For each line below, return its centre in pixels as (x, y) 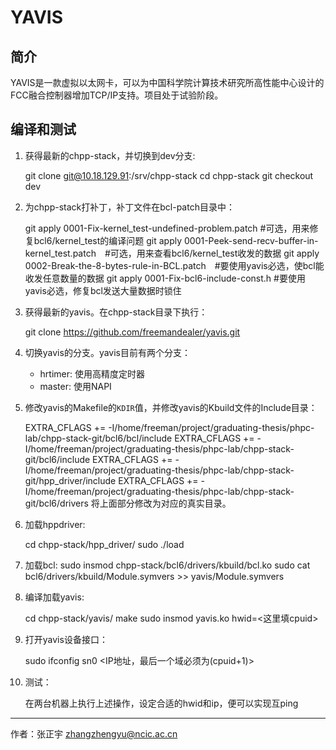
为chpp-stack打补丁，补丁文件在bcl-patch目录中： (129, 207)
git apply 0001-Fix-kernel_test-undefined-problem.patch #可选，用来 (167, 228)
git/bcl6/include (57, 459)
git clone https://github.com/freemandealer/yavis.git (132, 332)
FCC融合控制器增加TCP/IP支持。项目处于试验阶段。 (117, 95)
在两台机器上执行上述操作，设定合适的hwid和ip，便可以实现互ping (161, 703)
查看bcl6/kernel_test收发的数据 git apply (236, 253)
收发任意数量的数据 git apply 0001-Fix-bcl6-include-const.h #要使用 (165, 278)
